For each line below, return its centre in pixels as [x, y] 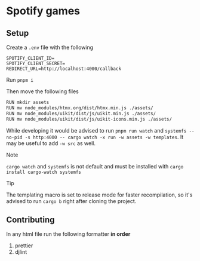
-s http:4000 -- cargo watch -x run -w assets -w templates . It [104, 137]
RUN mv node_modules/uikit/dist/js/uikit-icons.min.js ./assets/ [89, 119]
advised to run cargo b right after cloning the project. [71, 201]
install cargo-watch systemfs [44, 172]
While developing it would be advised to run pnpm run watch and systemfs [96, 130]
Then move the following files [42, 91]
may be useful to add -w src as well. [51, 143]
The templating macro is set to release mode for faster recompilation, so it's [99, 195]
